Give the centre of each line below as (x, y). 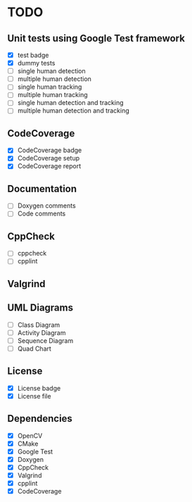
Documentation (42, 188)
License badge (39, 388)
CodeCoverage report (49, 166)
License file (34, 396)
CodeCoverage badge (50, 150)
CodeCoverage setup (49, 158)
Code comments (41, 214)
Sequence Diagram (45, 340)
